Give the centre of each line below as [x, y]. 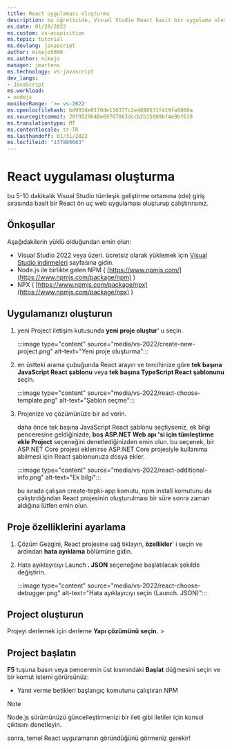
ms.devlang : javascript [41, 46]
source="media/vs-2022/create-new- [141, 344]
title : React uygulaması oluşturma [58, 14]
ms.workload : [26, 91]
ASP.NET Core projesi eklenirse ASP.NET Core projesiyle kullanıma [112, 449]
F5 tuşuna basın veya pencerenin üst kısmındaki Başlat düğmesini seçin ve [114, 670]
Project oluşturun [46, 614]
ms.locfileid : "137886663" [46, 143]
